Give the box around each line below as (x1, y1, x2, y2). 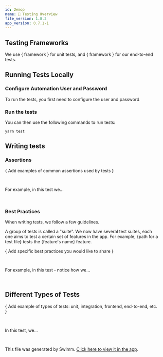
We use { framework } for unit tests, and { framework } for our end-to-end (5, 51, 153, 57)
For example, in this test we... (5, 187, 64, 192)
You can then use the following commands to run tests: (5, 119, 116, 125)
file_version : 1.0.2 (5, 16, 47, 21)
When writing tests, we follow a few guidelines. (5, 219, 100, 225)
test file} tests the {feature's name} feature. (5, 239, 92, 245)
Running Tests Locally (5, 71, 74, 79)
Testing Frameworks (5, 38, 69, 47)
